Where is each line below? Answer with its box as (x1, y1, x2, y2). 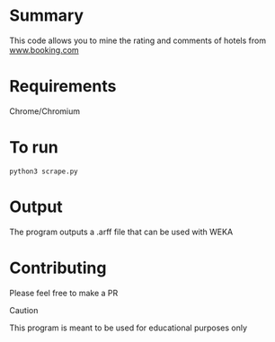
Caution (9, 304, 39, 315)
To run (9, 137, 58, 158)
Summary (9, 5, 84, 26)
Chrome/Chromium (9, 105, 81, 117)
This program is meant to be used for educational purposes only (9, 322, 248, 333)
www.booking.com (9, 44, 79, 55)
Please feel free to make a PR (9, 287, 119, 298)
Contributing (9, 258, 107, 278)
